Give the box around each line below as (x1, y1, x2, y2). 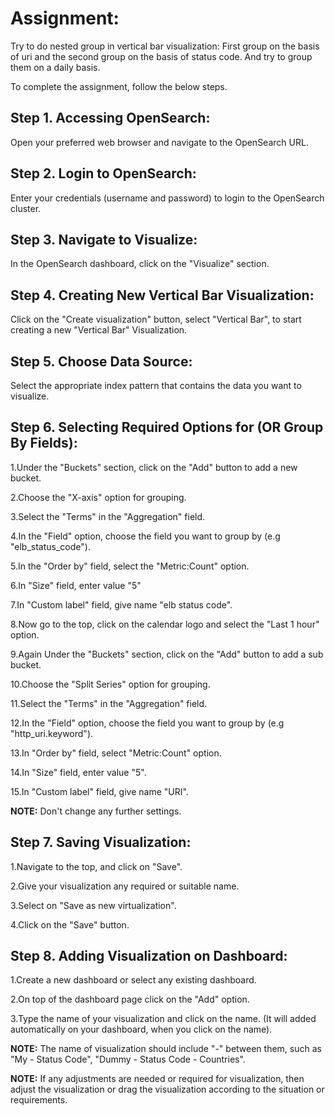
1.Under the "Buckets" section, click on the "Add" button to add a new (10, 461, 298, 473)
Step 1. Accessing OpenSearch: (10, 110, 211, 127)
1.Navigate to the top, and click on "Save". (10, 860, 183, 872)
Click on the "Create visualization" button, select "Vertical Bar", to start (10, 313, 302, 326)
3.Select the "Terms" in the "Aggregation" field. (10, 510, 206, 522)
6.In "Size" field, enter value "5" (10, 579, 142, 591)
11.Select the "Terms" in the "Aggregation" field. (10, 697, 208, 709)
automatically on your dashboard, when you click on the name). (10, 1023, 273, 1036)
